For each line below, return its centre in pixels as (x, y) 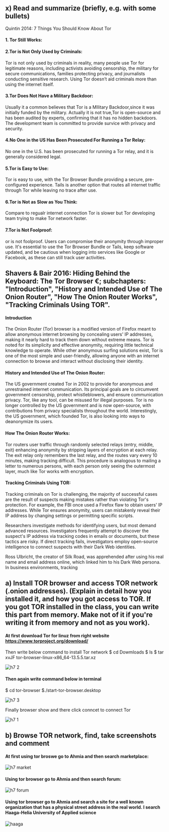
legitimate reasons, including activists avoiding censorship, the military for (82, 68)
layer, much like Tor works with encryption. (50, 471)
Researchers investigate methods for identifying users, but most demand (81, 525)
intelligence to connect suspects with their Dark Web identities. (71, 547)
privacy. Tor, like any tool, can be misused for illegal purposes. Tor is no (79, 400)
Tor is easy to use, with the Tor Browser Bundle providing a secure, (75, 179)
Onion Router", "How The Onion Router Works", (81, 297)
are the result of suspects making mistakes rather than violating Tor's (77, 499)
